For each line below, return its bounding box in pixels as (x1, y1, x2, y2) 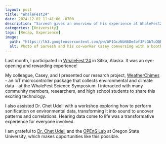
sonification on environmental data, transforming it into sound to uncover (5, 108, 154, 114)
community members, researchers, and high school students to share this (5, 88, 156, 94)
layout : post (5, 7, 32, 12)
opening (5, 63, 22, 69)
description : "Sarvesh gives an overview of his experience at (5, 21, 138, 26)
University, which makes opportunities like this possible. (5, 133, 120, 139)
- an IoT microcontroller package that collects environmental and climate (5, 77, 153, 83)
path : (9, 39, 21, 44)
